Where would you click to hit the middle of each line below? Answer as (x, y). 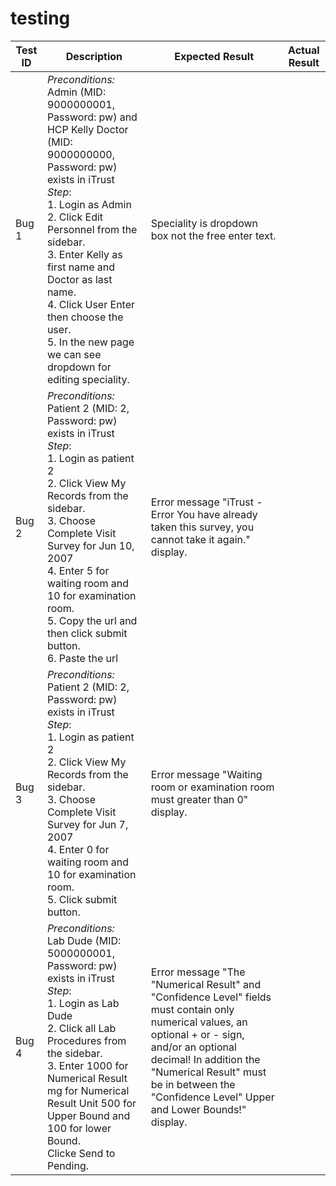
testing (40, 18)
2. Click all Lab (81, 1028)
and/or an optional (193, 1047)
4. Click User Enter (91, 304)
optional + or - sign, (197, 1034)
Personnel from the (92, 229)
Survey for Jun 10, (90, 545)
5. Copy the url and (92, 620)
